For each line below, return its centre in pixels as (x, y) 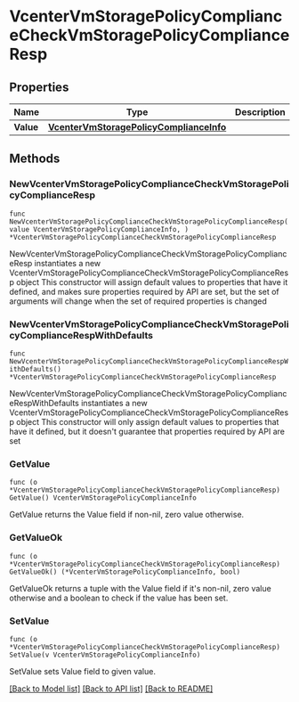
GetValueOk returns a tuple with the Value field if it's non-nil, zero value (140, 588)
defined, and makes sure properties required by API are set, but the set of (145, 291)
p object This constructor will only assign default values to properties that (144, 421)
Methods (35, 159)
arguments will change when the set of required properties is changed (138, 301)
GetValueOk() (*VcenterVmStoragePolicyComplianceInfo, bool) (125, 572)
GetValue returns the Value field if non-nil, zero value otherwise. (127, 515)
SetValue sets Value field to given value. (82, 671)
